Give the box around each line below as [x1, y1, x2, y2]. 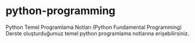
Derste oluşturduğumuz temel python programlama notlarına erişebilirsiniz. [5, 29, 190, 37]
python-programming [5, 4, 116, 18]
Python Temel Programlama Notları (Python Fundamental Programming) [5, 24, 182, 31]
